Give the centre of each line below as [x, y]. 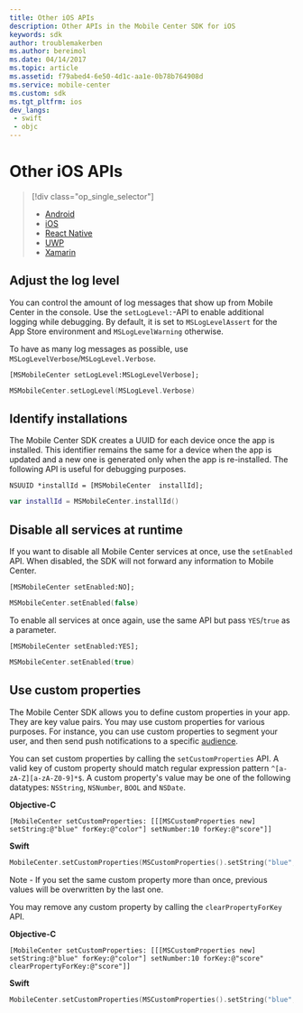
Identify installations [69, 419]
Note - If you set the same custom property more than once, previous [138, 879]
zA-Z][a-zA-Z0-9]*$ [46, 778]
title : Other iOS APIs [52, 18]
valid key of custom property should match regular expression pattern [139, 767]
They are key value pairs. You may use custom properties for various [137, 721]
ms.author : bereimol [48, 51]
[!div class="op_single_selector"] [93, 196]
